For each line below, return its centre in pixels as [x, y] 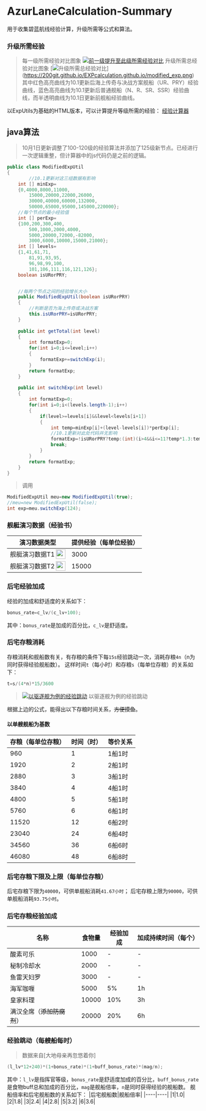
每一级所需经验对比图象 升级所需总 [107, 61]
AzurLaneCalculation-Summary [90, 11]
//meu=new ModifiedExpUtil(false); [52, 503]
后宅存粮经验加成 [32, 916]
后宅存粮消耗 [26, 642]
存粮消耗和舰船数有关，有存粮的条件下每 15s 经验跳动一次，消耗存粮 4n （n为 [101, 657]
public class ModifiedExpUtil [46, 167]
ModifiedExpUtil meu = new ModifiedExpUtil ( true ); [70, 497]
